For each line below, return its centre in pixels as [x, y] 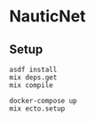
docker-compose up [43, 101]
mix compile [31, 85]
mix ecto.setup [37, 109]
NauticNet [47, 16]
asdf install [33, 69]
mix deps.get [33, 77]
